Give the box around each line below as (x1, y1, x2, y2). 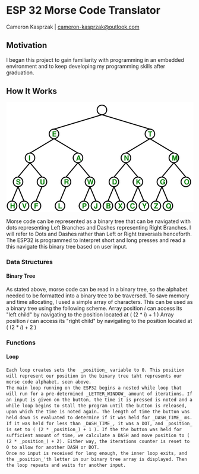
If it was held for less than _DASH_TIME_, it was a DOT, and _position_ (6, 420, 193, 426)
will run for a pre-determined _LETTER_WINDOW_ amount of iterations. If (6, 391, 193, 397)
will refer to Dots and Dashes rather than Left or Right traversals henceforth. (6, 230, 192, 237)
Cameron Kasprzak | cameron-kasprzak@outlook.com (6, 23, 140, 30)
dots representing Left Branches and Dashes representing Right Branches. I (6, 224, 191, 231)
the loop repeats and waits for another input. (6, 462, 127, 468)
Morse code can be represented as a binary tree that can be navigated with (6, 218, 191, 225)
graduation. (6, 69, 34, 76)
